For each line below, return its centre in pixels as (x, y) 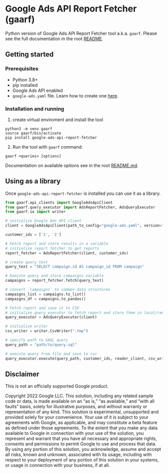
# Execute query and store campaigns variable (54, 276)
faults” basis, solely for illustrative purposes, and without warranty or (76, 407)
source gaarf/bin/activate (33, 133)
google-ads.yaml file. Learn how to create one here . (65, 95)
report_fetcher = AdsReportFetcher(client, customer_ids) (67, 253)
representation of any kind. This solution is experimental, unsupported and (82, 412)
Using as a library (33, 181)
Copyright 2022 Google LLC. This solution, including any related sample (79, 396)
